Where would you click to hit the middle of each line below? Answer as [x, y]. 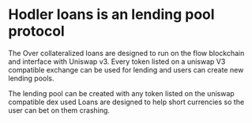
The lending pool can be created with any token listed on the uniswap [121, 93]
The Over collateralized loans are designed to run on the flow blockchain [126, 53]
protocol [36, 31]
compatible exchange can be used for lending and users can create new [126, 69]
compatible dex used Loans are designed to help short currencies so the [126, 102]
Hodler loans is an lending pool [111, 15]
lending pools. [31, 78]
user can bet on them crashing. [59, 110]
